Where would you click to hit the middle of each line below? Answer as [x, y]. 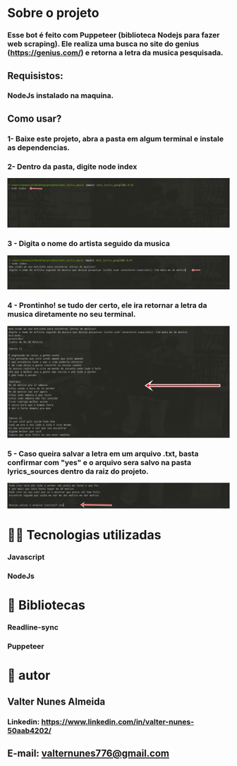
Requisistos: [35, 76]
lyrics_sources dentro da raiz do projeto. [78, 471]
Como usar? [35, 118]
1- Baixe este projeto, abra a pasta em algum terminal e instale [116, 139]
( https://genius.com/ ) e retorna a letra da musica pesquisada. [115, 53]
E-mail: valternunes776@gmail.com [88, 753]
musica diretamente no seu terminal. [72, 314]
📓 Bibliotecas [47, 605]
